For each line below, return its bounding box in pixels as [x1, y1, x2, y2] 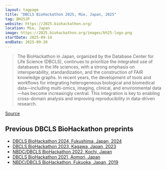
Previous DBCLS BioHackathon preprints [5, 125, 134, 133]
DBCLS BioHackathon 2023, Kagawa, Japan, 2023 [12, 143, 116, 149]
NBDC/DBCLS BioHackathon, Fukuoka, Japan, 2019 [12, 159, 118, 165]
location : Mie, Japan [5, 26, 50, 31]
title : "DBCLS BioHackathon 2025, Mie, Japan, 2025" [5, 12, 117, 17]
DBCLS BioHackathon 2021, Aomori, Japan [12, 154, 101, 160]
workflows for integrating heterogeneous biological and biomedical [17, 80, 155, 85]
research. [17, 100, 37, 107]
